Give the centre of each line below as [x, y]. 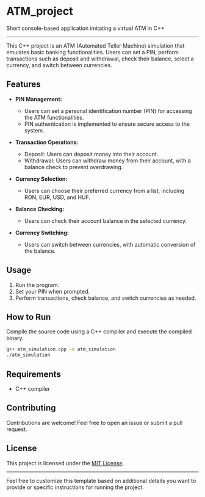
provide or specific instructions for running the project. [75, 487]
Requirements [34, 374]
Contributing [31, 408]
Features [23, 85]
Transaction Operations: [47, 142]
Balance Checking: [40, 209]
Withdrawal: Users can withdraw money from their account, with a [107, 161]
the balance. [40, 251]
